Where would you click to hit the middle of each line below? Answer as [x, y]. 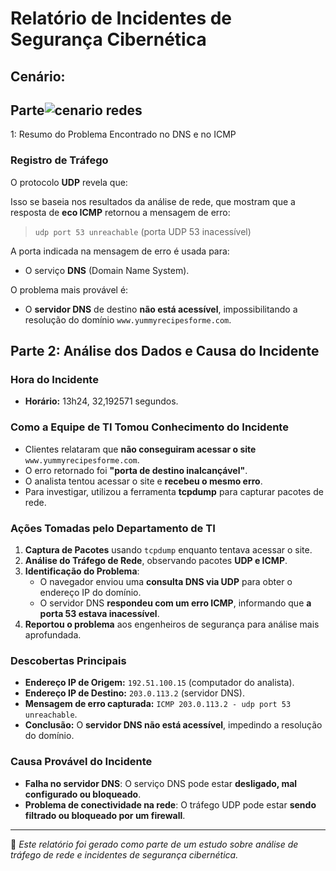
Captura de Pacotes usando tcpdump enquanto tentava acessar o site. [168, 549]
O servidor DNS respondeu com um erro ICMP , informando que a [175, 603]
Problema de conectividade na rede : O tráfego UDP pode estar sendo [170, 804]
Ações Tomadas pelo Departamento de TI [113, 528]
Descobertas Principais [68, 660]
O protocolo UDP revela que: [69, 182]
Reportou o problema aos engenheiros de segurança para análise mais [172, 624]
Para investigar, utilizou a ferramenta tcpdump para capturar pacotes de [174, 491]
